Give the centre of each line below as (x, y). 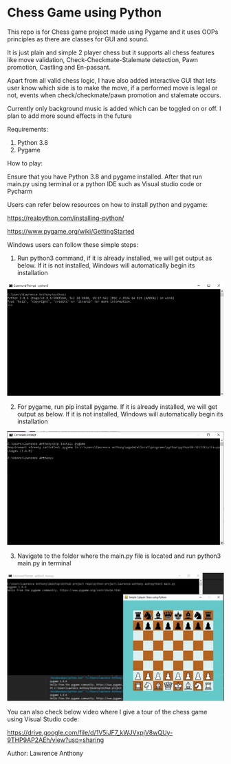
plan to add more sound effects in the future (69, 116)
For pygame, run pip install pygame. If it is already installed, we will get (117, 407)
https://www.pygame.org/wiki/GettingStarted (71, 231)
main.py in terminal (44, 563)
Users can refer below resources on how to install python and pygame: (108, 204)
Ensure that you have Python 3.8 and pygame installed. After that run (105, 177)
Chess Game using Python (85, 13)
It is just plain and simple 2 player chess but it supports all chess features (111, 52)
